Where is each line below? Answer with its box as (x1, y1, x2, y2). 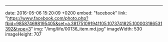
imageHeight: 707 (5, 31, 41, 37)
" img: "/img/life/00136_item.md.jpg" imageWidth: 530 (30, 26, 142, 31)
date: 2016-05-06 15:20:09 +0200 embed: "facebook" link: (5, 10, 127, 15)
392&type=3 (5, 26, 31, 31)
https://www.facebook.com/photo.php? (7, 15, 88, 21)
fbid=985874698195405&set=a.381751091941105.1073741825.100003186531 (5, 20, 162, 26)
